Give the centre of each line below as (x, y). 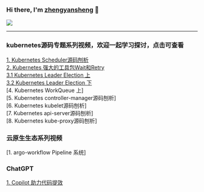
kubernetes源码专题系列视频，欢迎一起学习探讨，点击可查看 (95, 45)
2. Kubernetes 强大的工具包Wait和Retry (56, 67)
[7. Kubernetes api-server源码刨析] (50, 113)
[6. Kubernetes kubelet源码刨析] (46, 105)
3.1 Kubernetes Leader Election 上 (49, 75)
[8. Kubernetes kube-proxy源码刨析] (52, 121)
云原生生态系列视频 (34, 138)
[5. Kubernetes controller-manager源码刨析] (61, 98)
